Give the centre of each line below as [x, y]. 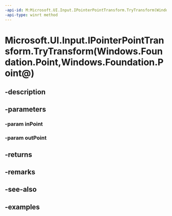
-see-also [21, 190]
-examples [22, 207]
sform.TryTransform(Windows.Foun [84, 51]
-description [25, 92]
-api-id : [14, 10]
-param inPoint [24, 124]
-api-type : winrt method [31, 15]
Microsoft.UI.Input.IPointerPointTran [84, 40]
